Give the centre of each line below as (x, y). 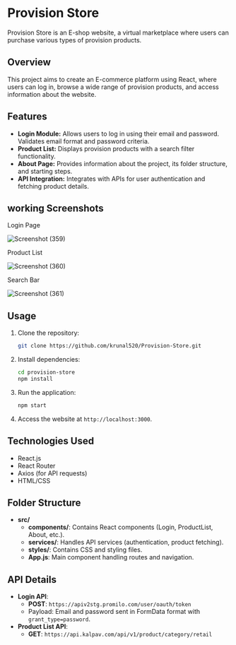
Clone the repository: (48, 333)
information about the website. (52, 94)
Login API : (33, 597)
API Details (32, 580)
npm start (32, 405)
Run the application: (47, 392)
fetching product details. (53, 186)
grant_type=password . (59, 619)
